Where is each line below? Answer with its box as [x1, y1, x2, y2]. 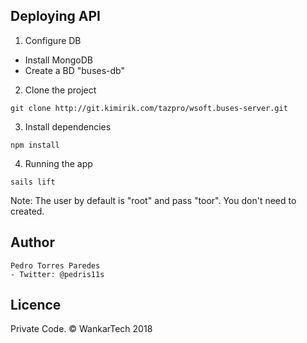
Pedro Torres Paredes [10, 260, 101, 271]
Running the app [24, 157, 93, 169]
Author [10, 234, 55, 251]
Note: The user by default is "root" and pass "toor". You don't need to [10, 194, 297, 206]
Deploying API [10, 8, 101, 25]
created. [10, 205, 45, 217]
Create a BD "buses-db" [24, 64, 125, 76]
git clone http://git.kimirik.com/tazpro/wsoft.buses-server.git [10, 103, 288, 113]
